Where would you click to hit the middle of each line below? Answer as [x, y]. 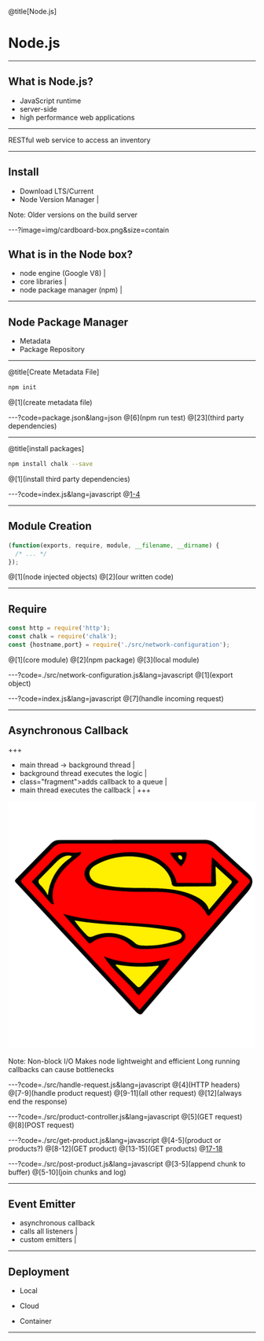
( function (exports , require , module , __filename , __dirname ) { [114, 546]
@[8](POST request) [41, 1125]
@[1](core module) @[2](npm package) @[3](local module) [104, 659]
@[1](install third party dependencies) [70, 479]
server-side [38, 108]
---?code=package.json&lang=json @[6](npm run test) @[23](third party [126, 418]
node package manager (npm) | [71, 290]
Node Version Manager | [59, 199]
